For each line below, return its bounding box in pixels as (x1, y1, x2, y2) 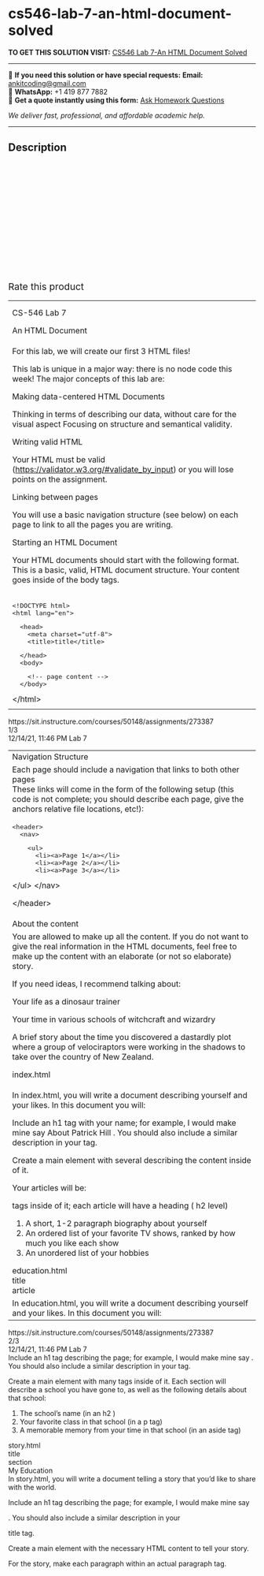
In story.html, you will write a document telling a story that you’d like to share (8, 1474, 256, 1483)
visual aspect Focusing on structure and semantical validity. (12, 419, 233, 430)
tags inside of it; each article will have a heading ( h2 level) (12, 1200, 229, 1211)
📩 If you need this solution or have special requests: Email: (8, 70, 203, 80)
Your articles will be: (12, 1182, 86, 1193)
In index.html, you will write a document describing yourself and (12, 1090, 247, 1101)
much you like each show (25, 1237, 119, 1248)
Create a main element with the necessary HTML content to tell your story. (8, 1543, 250, 1553)
